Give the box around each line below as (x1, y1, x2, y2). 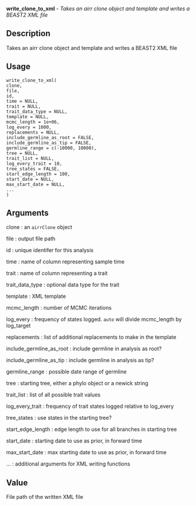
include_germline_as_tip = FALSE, (6, 140, 92, 146)
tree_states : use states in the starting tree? (6, 414, 112, 422)
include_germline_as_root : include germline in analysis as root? (6, 345, 162, 353)
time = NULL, (6, 98, 39, 104)
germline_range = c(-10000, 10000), (6, 145, 97, 151)
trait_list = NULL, (6, 155, 55, 161)
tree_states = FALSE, (6, 166, 60, 172)
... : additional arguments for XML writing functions (6, 460, 131, 467)
